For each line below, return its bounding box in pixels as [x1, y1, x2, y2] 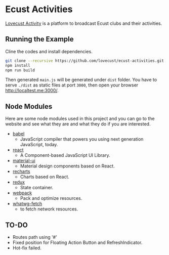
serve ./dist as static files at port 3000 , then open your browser [5, 82, 139, 88]
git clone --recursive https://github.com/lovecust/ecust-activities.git [5, 58, 164, 63]
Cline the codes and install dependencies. [5, 48, 93, 54]
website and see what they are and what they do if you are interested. [5, 121, 151, 127]
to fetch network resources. [20, 206, 78, 212]
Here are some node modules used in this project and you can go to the [5, 115, 155, 122]
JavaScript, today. [20, 142, 58, 148]
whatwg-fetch [12, 201, 43, 207]
